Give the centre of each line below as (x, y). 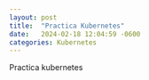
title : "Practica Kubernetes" (67, 26)
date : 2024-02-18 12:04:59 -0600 (75, 34)
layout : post (33, 17)
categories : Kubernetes (53, 42)
